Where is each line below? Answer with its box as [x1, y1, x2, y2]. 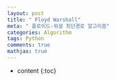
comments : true [7, 42, 51, 48]
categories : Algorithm [7, 29, 72, 36]
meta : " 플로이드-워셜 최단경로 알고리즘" [7, 22, 110, 29]
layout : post [7, 10, 44, 17]
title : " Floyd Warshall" [7, 16, 81, 23]
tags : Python [7, 35, 44, 42]
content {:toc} [16, 66, 57, 75]
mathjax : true [7, 48, 48, 55]
